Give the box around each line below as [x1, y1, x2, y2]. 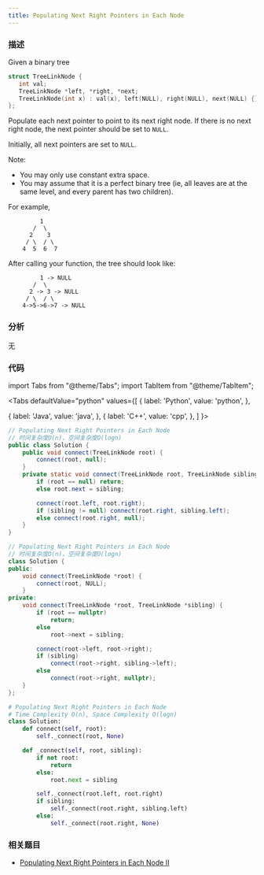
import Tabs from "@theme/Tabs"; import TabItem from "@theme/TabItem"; [8, 380, 254, 390]
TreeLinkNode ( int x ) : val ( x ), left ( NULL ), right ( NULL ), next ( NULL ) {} [18, 95, 258, 102]
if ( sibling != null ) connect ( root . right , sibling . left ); [36, 506, 230, 514]
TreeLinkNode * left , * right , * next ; [18, 87, 139, 95]
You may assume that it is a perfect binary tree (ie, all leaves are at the [19, 179, 247, 188]
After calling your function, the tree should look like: [8, 259, 176, 269]
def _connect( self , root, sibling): [22, 747, 143, 755]
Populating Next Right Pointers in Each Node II [19, 858, 170, 867]
